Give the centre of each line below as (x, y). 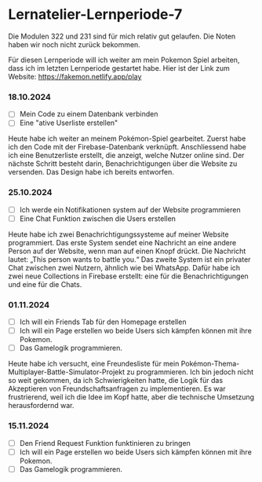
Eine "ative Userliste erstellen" (69, 123)
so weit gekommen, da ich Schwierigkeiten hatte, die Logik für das (116, 381)
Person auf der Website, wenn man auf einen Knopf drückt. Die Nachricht (127, 251)
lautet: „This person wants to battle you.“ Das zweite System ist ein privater (129, 259)
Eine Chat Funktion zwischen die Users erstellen (98, 219)
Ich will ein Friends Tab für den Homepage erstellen (103, 322)
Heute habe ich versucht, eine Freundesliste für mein (94, 364)
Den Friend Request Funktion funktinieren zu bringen (105, 443)
